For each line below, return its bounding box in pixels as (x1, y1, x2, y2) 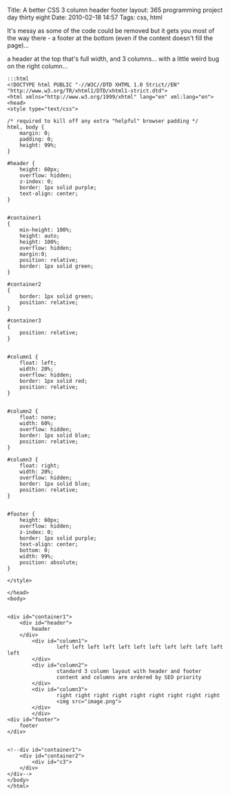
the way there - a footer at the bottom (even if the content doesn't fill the (7, 34, 213, 42)
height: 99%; (19, 142, 57, 149)
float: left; (19, 359, 57, 366)
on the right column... (7, 62, 68, 70)
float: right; (19, 462, 60, 469)
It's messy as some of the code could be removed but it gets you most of (7, 27, 215, 35)
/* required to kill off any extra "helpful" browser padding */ (7, 117, 198, 124)
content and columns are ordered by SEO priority (56, 674, 202, 681)
